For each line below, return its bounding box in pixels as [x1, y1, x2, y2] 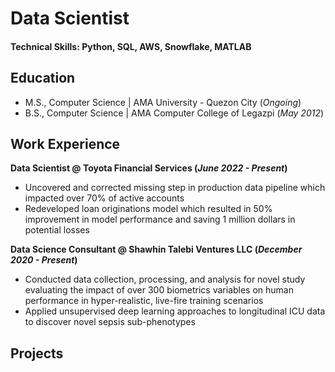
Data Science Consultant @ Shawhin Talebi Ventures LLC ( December [10, 243, 303, 256]
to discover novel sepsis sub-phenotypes [24, 316, 196, 328]
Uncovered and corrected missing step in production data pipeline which [24, 182, 326, 194]
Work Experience [10, 135, 121, 152]
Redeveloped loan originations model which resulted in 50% [24, 203, 273, 215]
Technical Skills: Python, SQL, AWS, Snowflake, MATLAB [10, 40, 252, 52]
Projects [10, 345, 64, 362]
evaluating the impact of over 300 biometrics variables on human [24, 284, 295, 296]
